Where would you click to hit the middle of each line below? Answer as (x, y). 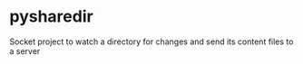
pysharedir (51, 17)
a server (25, 50)
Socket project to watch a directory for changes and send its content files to (151, 41)
